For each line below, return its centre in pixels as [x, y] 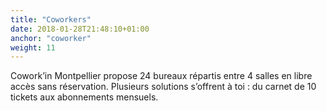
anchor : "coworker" [51, 38]
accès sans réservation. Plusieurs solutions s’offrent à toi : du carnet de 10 [163, 87]
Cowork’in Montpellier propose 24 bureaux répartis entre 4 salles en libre [161, 76]
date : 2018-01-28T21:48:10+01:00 [80, 29]
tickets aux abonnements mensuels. [84, 97]
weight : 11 [33, 47]
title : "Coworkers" [51, 19]
